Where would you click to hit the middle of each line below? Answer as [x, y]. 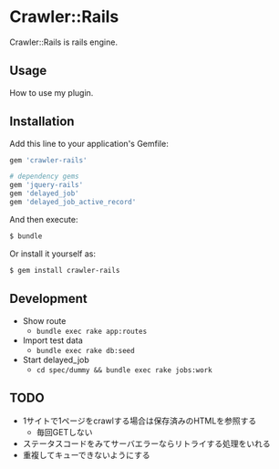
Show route [44, 320]
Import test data [53, 340]
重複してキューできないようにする [86, 455]
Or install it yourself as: [52, 254]
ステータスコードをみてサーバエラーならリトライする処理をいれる [146, 443]
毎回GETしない [64, 433]
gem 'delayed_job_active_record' [73, 203]
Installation [42, 122]
